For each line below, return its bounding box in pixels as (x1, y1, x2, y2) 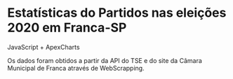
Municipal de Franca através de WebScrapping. (7, 64, 145, 72)
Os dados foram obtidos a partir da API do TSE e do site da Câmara (7, 56, 202, 64)
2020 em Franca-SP (7, 20, 127, 36)
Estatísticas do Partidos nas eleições (7, 5, 227, 21)
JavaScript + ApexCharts (7, 43, 80, 51)
